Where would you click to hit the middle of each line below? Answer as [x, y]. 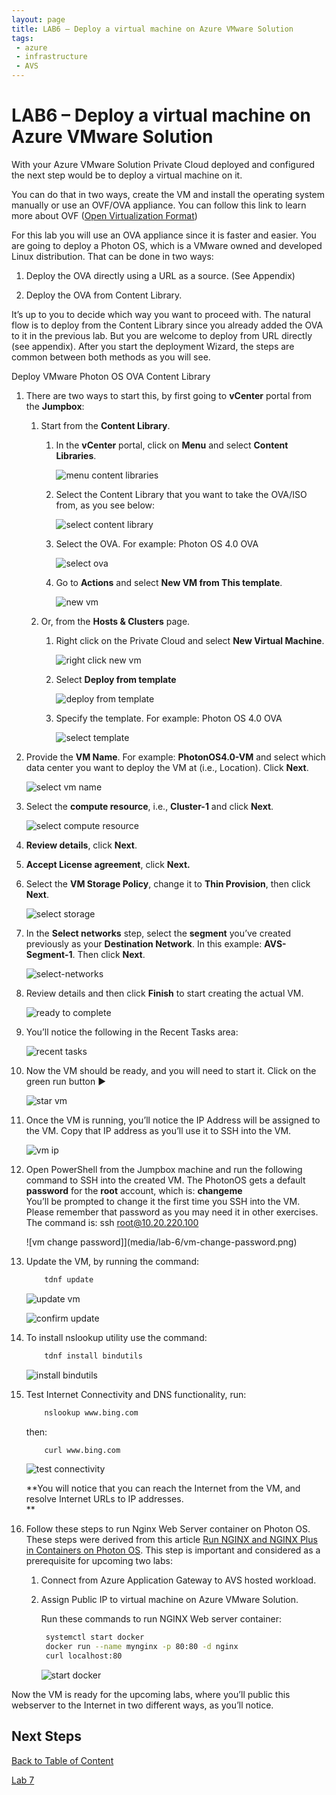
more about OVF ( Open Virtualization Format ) [104, 215]
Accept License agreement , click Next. [108, 864]
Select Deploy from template [116, 679]
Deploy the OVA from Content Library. [104, 295]
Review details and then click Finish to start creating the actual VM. [164, 993]
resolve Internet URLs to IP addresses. [104, 1499]
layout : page [38, 19]
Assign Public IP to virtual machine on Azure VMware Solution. [169, 1600]
